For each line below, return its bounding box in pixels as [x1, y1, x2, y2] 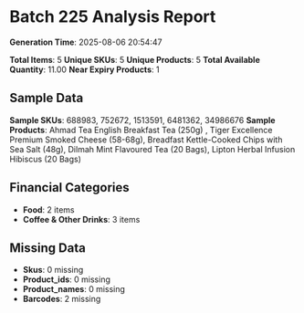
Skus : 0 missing [22, 265, 84, 276]
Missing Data [9, 240, 87, 256]
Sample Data [9, 90, 84, 106]
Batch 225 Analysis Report [9, 6, 216, 27]
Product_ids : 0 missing [22, 274, 111, 285]
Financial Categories [9, 180, 130, 195]
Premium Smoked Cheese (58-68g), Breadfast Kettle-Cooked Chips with [9, 134, 283, 145]
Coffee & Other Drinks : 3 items [22, 214, 141, 224]
